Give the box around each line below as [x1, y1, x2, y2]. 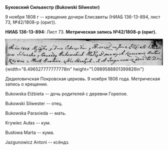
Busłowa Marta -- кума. [5, 129, 55, 135]
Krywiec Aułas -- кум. [5, 120, 51, 126]
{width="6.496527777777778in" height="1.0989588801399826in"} [5, 66, 144, 72]
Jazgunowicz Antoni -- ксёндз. [5, 139, 70, 145]
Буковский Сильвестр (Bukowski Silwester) [5, 4, 100, 10]
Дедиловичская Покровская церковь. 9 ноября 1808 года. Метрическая [5, 76, 160, 82]
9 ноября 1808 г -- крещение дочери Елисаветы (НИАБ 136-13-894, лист [5, 14, 160, 19]
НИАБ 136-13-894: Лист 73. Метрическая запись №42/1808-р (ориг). [5, 29, 157, 34]
